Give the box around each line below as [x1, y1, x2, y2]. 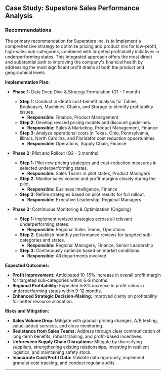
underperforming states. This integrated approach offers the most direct [5, 54, 152, 60]
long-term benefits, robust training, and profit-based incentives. [12, 333, 143, 339]
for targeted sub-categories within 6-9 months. [12, 277, 109, 283]
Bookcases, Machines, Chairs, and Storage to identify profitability [19, 104, 154, 110]
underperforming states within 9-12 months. [12, 288, 102, 294]
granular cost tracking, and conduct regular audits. [12, 360, 116, 366]
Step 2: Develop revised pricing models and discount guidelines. [19, 119, 152, 125]
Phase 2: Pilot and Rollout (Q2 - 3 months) [12, 150, 99, 156]
